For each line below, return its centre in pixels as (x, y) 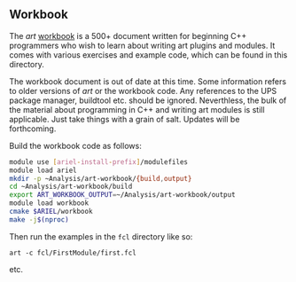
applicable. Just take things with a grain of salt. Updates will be (125, 119)
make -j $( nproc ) (39, 219)
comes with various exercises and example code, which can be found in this (148, 55)
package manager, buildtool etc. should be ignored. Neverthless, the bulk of (148, 100)
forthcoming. (33, 129)
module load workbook (49, 203)
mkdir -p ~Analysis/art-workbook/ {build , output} (101, 178)
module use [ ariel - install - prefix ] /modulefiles (99, 162)
